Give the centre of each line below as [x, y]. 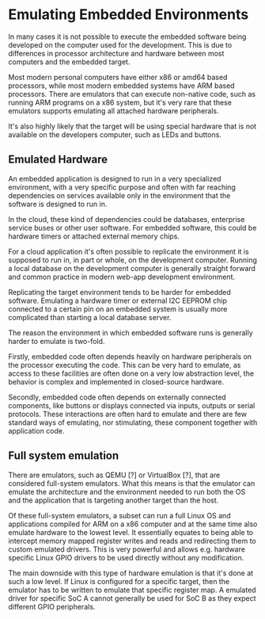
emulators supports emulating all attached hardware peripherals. [114, 111]
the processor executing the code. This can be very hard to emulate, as [125, 365]
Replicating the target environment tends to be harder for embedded [120, 292]
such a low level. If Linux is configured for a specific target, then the [119, 581]
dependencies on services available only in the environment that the [119, 195]
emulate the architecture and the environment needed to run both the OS [127, 491]
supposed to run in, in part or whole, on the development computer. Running [132, 260]
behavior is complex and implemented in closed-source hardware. [116, 381]
